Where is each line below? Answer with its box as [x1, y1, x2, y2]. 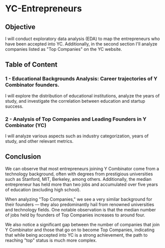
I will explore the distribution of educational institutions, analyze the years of [5, 92, 160, 99]
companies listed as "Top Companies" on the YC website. [5, 46, 122, 52]
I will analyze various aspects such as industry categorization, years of [5, 133, 149, 139]
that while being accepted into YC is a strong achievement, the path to [5, 232, 148, 238]
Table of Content [5, 60, 58, 69]
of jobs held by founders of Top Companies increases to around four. [5, 212, 145, 218]
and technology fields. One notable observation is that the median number [5, 207, 156, 212]
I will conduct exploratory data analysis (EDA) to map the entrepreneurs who [5, 36, 160, 41]
